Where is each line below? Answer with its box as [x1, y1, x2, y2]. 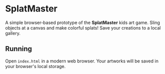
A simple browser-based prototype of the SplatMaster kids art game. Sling [5, 19, 160, 25]
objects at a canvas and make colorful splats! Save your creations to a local [5, 24, 161, 30]
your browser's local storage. [5, 63, 66, 69]
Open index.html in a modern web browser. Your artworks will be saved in [5, 58, 159, 64]
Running [5, 44, 33, 53]
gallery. [5, 30, 21, 36]
